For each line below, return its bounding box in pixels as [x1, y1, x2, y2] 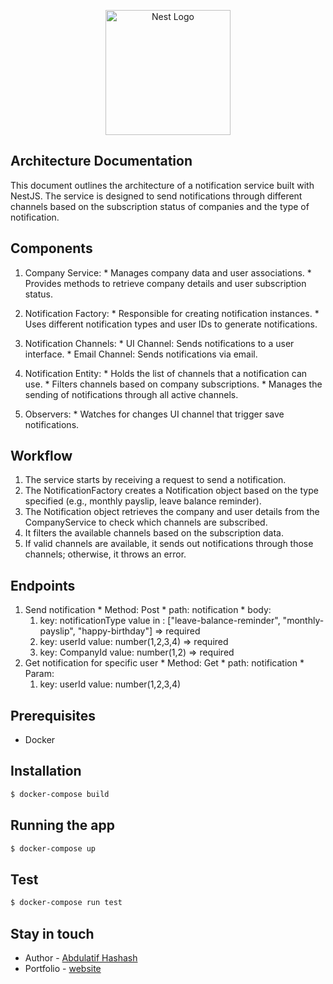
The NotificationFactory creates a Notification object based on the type [24, 485, 319, 497]
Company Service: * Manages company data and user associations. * [24, 266, 312, 279]
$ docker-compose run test [10, 898, 123, 908]
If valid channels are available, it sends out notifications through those [24, 538, 314, 550]
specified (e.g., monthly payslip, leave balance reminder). [24, 495, 262, 507]
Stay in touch [10, 925, 95, 942]
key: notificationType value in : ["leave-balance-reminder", [39, 615, 281, 627]
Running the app [10, 817, 115, 834]
